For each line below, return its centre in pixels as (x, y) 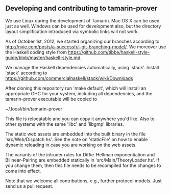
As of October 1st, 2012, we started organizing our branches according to (82, 41)
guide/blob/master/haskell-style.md (43, 58)
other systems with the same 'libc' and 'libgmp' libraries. (65, 124)
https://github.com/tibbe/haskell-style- (109, 52)
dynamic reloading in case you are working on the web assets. (71, 145)
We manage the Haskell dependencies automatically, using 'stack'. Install (82, 67)
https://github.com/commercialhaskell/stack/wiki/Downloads (69, 78)
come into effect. (23, 171)
